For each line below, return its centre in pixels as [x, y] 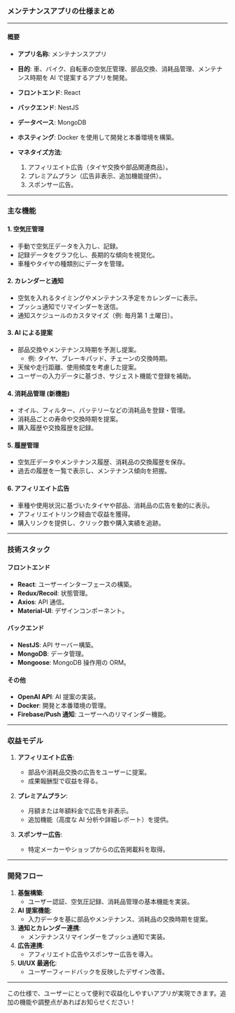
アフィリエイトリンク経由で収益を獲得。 [76, 514]
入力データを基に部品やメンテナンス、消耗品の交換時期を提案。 [120, 919]
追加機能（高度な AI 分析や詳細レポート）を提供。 [100, 820]
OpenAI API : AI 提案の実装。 [58, 697]
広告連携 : [30, 945]
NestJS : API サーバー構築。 [57, 644]
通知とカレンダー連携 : [49, 927]
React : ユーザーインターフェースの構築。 [76, 584]
